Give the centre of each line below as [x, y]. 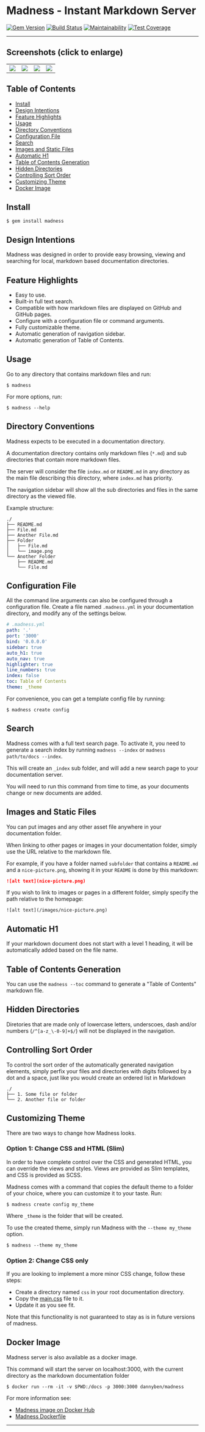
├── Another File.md [33, 535]
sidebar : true [24, 647]
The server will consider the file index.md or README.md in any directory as [98, 471]
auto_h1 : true [24, 653]
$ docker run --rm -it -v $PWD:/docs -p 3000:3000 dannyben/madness [95, 1387]
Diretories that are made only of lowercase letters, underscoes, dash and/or [102, 1024]
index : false [23, 676]
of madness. [22, 1323]
